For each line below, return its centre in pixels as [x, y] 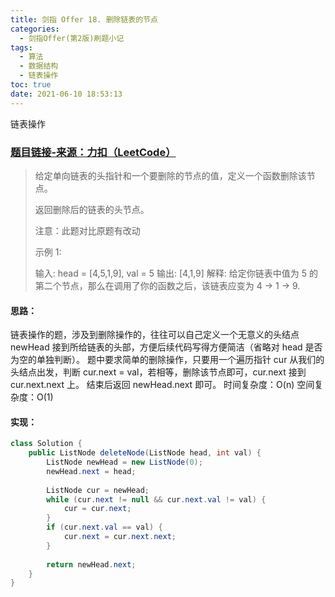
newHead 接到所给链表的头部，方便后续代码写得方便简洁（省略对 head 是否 [166, 347]
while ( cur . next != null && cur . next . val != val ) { [156, 499]
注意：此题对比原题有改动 [87, 230]
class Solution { [46, 444]
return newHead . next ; [91, 564]
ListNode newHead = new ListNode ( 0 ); [124, 462]
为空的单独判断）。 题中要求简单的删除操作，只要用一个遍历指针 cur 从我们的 [167, 360]
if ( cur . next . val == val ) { [104, 527]
